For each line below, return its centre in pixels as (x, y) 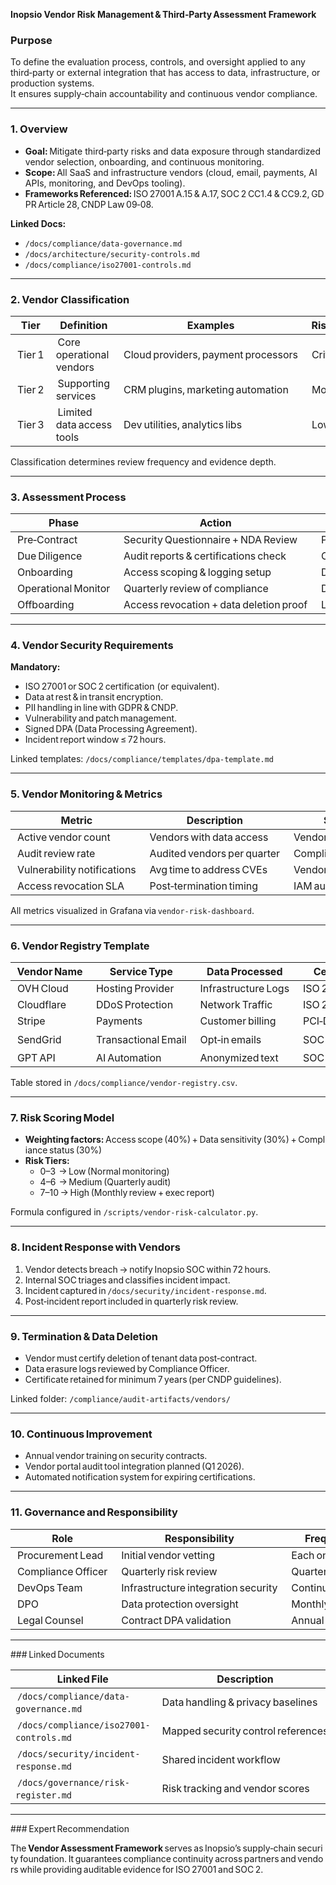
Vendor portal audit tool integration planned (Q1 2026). (134, 1466)
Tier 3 (30, 424)
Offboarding (45, 605)
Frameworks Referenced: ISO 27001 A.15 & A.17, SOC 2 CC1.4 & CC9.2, (167, 193)
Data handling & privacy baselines (239, 1702)
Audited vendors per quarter (215, 853)
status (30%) (76, 1150)
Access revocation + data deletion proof (215, 605)
